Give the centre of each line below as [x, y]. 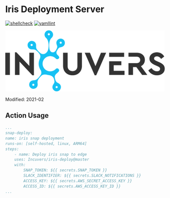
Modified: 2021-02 [25, 100]
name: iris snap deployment [35, 138]
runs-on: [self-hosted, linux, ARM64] [46, 143]
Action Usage [27, 115]
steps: [12, 149]
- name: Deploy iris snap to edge [51, 154]
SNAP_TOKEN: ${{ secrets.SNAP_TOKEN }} [66, 170]
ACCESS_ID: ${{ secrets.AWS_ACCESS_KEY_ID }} [72, 186]
